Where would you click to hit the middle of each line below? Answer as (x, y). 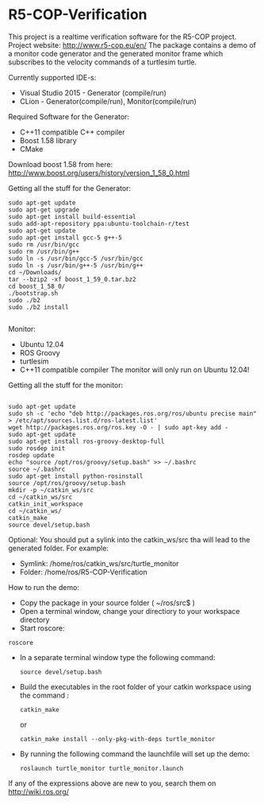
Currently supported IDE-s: (52, 77)
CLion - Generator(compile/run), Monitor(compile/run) (108, 101)
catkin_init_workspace (46, 504)
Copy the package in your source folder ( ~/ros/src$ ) (107, 603)
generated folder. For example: (59, 548)
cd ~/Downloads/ (35, 272)
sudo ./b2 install (38, 307)
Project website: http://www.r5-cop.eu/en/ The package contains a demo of (132, 45)
